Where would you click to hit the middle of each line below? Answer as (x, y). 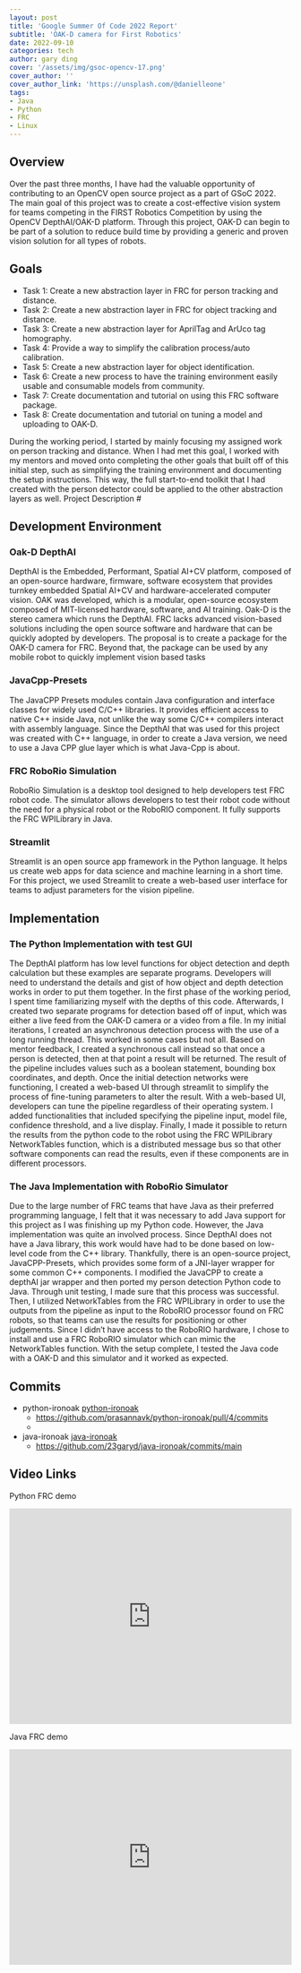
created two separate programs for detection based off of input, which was (148, 1011)
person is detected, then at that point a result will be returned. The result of (148, 1058)
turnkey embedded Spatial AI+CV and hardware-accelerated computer (140, 590)
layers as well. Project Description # (75, 498)
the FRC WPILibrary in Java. (61, 818)
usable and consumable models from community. (113, 385)
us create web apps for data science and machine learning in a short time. (146, 871)
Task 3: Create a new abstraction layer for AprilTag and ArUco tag (144, 329)
